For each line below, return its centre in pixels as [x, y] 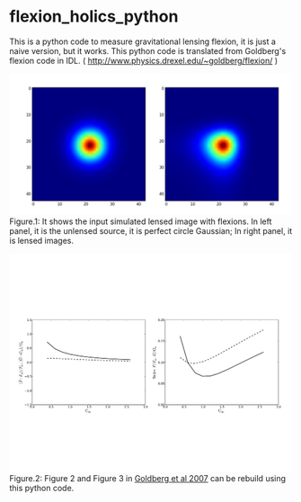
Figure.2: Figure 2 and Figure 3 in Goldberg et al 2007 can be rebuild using [147, 479]
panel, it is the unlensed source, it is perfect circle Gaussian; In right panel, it [151, 230]
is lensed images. [42, 240]
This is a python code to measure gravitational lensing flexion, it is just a [143, 41]
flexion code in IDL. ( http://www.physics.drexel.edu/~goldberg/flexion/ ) [144, 60]
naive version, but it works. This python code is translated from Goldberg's [148, 50]
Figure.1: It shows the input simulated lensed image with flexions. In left [141, 221]
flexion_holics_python [94, 17]
